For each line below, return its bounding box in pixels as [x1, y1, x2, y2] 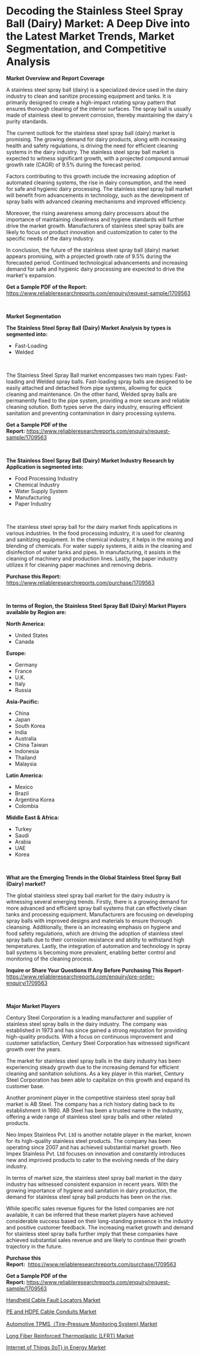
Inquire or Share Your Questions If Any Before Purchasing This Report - [6, 966, 184, 974]
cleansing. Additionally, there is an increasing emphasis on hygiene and [6, 923, 181, 931]
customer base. [6, 1082, 45, 1089]
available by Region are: [6, 608, 67, 615]
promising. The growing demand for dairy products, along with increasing [6, 135, 187, 142]
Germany [14, 661, 37, 668]
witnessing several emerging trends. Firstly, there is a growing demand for [6, 898, 188, 905]
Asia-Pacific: [6, 698, 40, 705]
